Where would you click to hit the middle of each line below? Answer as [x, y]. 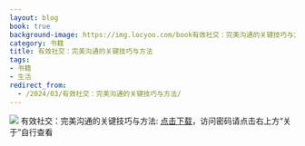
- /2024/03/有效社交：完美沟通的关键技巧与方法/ [99, 93]
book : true [30, 26]
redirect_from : [38, 85]
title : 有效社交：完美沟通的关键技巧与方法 [81, 52]
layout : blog [34, 18]
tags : [20, 60]
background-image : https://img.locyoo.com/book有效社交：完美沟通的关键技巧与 [152, 34]
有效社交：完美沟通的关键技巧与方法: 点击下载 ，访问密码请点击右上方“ [152, 121]
